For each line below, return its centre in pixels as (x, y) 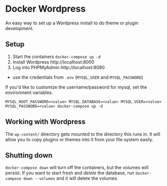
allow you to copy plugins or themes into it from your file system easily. (79, 139)
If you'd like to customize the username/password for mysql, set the (76, 87)
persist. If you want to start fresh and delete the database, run (70, 173)
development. (19, 28)
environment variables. (29, 92)
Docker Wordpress (46, 9)
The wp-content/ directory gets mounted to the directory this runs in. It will (83, 134)
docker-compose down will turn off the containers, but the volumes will (77, 168)
